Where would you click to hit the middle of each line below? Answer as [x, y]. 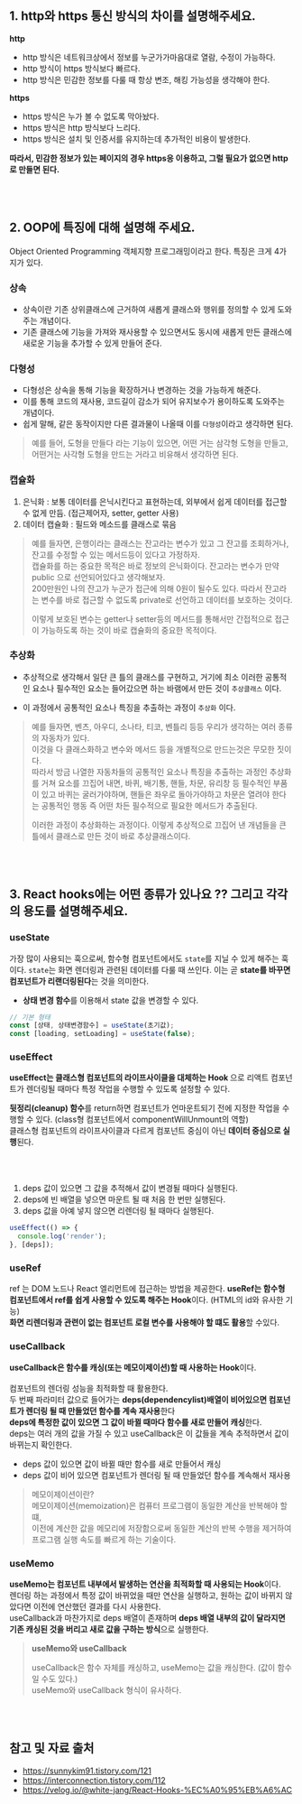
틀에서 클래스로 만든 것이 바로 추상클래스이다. [111, 836]
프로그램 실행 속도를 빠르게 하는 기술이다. [104, 1539]
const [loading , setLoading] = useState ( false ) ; [102, 1034]
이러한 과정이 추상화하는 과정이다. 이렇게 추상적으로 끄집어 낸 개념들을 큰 [159, 825]
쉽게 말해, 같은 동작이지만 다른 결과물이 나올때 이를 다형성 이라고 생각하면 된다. [158, 424]
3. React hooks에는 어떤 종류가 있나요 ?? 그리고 [137, 895]
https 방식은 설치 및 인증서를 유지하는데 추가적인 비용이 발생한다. [136, 139]
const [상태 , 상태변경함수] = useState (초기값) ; [92, 1026]
